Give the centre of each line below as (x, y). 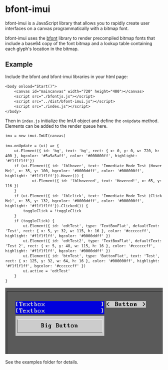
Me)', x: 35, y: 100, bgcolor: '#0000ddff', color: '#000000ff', (74, 171)
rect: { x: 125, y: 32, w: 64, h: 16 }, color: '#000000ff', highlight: (82, 261)
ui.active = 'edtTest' (47, 271)
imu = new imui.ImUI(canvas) (35, 136)
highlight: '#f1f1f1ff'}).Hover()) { (44, 176)
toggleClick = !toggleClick (52, 211)
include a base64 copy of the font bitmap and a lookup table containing (79, 43)
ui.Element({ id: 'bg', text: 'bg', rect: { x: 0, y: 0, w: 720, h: (87, 151)
